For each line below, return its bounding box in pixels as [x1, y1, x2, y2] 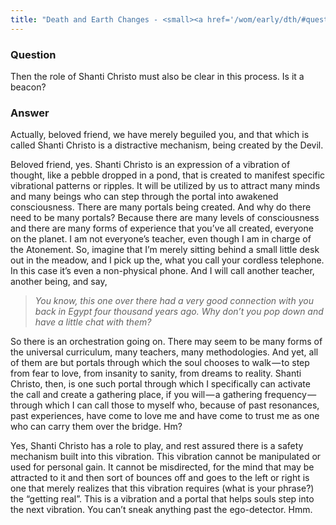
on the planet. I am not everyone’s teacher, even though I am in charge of [10, 233, 312, 245]
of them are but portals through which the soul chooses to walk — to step [10, 357, 310, 369]
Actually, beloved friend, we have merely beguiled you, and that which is [10, 129, 310, 141]
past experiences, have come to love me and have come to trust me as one [10, 410, 320, 422]
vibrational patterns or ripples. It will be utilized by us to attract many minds [10, 180, 321, 192]
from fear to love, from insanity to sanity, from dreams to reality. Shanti [10, 367, 302, 380]
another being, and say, [10, 276, 108, 288]
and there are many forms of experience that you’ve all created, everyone [10, 222, 314, 235]
